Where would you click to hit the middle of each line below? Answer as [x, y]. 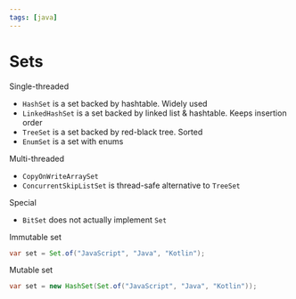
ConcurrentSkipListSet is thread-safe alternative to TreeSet [131, 185]
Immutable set [36, 237]
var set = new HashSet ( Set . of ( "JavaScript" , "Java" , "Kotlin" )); [133, 287]
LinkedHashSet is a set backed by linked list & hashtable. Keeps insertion [154, 113]
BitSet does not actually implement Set [95, 220]
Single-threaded [39, 86]
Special [23, 202]
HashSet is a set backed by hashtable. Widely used [115, 103]
